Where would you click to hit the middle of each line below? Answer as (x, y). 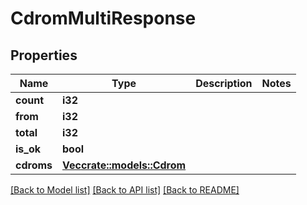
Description (224, 83)
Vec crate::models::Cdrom (124, 165)
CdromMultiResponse (103, 18)
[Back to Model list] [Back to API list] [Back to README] (125, 190)
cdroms (34, 165)
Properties (44, 55)
